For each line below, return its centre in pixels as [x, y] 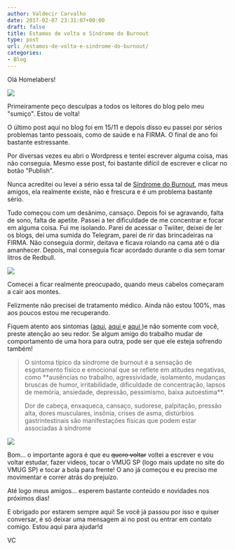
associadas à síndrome [58, 428]
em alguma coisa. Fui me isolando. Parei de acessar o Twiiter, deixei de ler [115, 227]
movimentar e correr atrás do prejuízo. [63, 477]
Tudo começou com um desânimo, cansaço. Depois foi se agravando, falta [115, 213]
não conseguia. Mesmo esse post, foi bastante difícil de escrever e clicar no [117, 163]
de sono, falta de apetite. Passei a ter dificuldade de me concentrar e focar [116, 220]
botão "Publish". [31, 170]
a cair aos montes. [34, 291]
